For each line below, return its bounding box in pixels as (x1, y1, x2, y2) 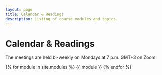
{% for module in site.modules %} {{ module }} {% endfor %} (5, 64, 132, 70)
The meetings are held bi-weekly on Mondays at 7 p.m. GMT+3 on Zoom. (5, 54, 157, 60)
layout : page (5, 7, 33, 12)
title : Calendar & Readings (5, 12, 64, 17)
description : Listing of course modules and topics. (5, 16, 118, 21)
